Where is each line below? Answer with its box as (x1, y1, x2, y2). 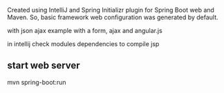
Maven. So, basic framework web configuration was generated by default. (7, 13, 219, 21)
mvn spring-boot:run (7, 78, 66, 86)
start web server (7, 60, 81, 72)
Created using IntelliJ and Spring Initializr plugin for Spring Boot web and (7, 6, 214, 14)
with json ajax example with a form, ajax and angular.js (7, 27, 162, 34)
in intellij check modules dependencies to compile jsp (7, 40, 160, 48)
